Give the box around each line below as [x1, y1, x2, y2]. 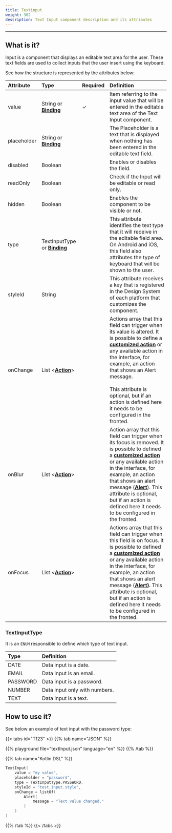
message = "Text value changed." [32, 799, 104, 804]
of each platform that [109, 294, 160, 301]
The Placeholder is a [109, 124, 159, 132]
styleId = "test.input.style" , [14, 784, 81, 789]
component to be [109, 201, 151, 208]
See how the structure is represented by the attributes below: [5, 70, 135, 76]
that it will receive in [109, 228, 158, 236]
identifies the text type [109, 222, 164, 229]
